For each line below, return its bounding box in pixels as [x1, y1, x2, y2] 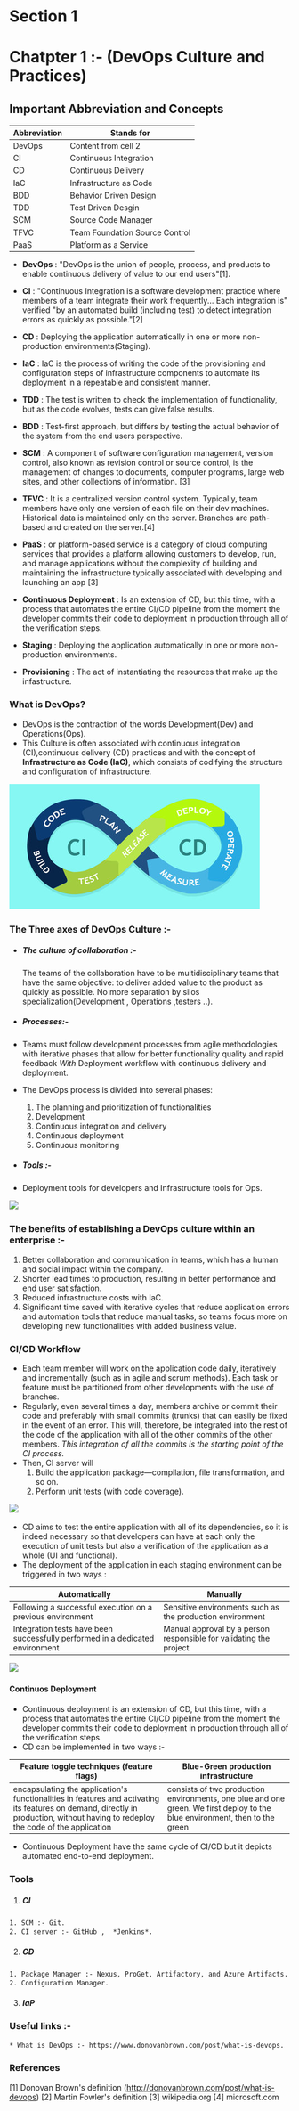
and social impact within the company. [21, 1263, 164, 1275]
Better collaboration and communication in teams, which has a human [21, 1254, 279, 1265]
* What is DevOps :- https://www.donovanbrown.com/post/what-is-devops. [9, 2042, 285, 2050]
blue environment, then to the [166, 1812, 275, 1822]
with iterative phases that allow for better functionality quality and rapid [21, 1048, 284, 1059]
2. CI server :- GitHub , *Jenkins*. [9, 1928, 153, 1936]
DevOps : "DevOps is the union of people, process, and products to [21, 259, 271, 270]
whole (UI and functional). [21, 1550, 118, 1561]
